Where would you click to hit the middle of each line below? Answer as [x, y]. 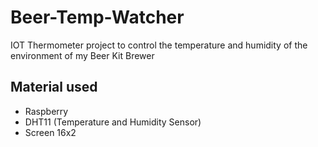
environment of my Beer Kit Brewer [82, 55]
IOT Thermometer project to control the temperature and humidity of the [159, 45]
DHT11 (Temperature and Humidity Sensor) [113, 122]
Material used [54, 87]
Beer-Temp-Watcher [97, 17]
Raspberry [46, 111]
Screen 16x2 [50, 132]
